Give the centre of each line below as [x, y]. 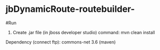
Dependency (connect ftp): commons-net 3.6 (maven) [61, 42]
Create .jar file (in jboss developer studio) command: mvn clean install [84, 32]
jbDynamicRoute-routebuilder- [70, 9]
